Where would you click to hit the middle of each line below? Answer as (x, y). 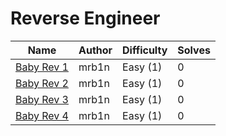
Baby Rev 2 (42, 83)
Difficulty (145, 50)
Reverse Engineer (85, 18)
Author (95, 50)
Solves (194, 50)
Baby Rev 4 (42, 115)
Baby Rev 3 (42, 99)
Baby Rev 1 (42, 67)
